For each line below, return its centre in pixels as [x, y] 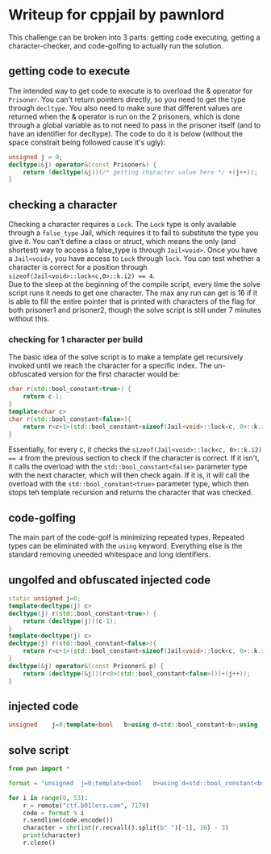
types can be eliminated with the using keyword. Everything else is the [125, 546]
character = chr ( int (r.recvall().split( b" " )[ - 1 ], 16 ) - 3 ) [126, 828]
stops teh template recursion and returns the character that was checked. [131, 492]
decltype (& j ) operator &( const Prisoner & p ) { [86, 666]
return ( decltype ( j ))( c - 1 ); [70, 621]
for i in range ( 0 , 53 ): [48, 797]
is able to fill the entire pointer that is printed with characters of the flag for [132, 301]
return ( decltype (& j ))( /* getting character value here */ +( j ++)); [140, 172]
